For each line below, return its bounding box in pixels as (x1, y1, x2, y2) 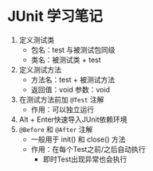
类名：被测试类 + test (30, 55, 101, 64)
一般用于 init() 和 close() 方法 (30, 134, 126, 144)
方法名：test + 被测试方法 (30, 75, 116, 84)
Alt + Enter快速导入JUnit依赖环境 (18, 115, 127, 124)
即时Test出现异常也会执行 (42, 154, 127, 164)
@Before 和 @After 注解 (18, 124, 93, 134)
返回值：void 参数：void (30, 84, 111, 94)
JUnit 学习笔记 (7, 7, 103, 25)
